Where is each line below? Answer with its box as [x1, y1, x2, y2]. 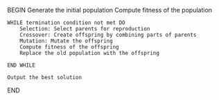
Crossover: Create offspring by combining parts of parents [19, 31, 197, 38]
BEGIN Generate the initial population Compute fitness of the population [7, 6, 213, 14]
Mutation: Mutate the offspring [19, 37, 113, 44]
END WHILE [7, 62, 36, 69]
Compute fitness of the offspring [19, 44, 119, 51]
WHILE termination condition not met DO [7, 19, 126, 26]
